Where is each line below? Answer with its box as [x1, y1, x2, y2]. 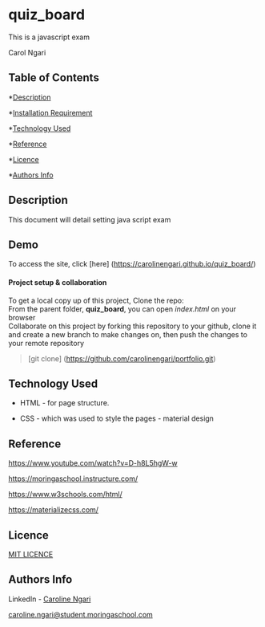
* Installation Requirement [8, 108, 93, 117]
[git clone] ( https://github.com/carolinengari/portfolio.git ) [27, 353, 216, 363]
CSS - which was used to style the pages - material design [19, 413, 215, 423]
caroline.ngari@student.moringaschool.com [8, 609, 154, 619]
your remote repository [8, 338, 85, 348]
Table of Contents [8, 71, 100, 85]
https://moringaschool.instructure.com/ [8, 474, 139, 483]
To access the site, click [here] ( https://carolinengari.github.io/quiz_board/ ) [8, 259, 256, 269]
